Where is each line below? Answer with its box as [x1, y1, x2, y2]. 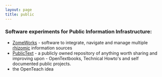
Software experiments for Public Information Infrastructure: [5, 28, 152, 35]
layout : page [5, 7, 32, 12]
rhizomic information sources [12, 45, 73, 51]
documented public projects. [12, 61, 71, 67]
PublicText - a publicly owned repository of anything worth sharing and [12, 50, 158, 56]
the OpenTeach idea [12, 66, 54, 72]
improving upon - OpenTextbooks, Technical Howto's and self [12, 55, 139, 61]
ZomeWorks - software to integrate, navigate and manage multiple [12, 39, 148, 45]
